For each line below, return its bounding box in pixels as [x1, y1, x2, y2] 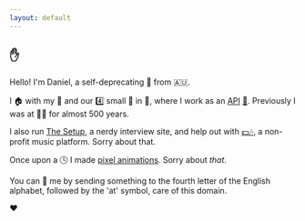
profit [9, 136, 30, 147]
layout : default [9, 13, 71, 23]
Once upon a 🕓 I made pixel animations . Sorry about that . [9, 155, 228, 166]
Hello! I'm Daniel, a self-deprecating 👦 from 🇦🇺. [9, 76, 191, 87]
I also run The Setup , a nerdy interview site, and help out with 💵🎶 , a [9, 126, 263, 137]
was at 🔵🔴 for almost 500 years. [9, 108, 129, 119]
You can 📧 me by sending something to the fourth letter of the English [9, 176, 271, 186]
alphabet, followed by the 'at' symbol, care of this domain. [9, 186, 228, 196]
